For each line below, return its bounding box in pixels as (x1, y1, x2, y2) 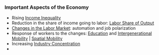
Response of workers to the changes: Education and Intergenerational (11, 31, 152, 37)
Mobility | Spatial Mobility (11, 36, 63, 41)
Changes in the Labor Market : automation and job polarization (11, 25, 136, 31)
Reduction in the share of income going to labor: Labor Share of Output (11, 20, 154, 26)
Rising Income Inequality (11, 15, 61, 21)
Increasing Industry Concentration (11, 41, 81, 47)
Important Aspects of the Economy (4, 4, 89, 11)
